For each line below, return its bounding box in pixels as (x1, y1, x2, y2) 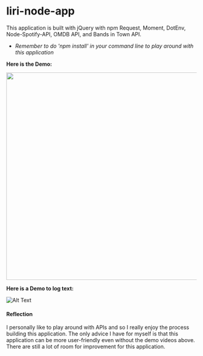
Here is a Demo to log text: (6, 285, 74, 292)
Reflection (6, 310, 33, 317)
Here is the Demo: (6, 60, 53, 68)
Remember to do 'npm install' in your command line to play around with (14, 42, 194, 49)
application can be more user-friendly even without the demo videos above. (6, 337, 195, 344)
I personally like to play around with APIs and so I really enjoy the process (6, 324, 189, 331)
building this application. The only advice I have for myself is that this (6, 330, 178, 337)
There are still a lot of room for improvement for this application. (6, 343, 166, 351)
